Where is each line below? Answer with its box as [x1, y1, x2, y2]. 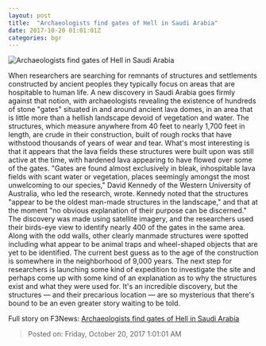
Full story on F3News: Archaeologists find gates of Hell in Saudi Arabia [8, 314, 240, 324]
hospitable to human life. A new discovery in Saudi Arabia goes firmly [8, 88, 236, 98]
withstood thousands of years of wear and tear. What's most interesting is [8, 138, 250, 148]
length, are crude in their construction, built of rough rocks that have [8, 130, 233, 140]
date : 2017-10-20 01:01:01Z [8, 26, 102, 34]
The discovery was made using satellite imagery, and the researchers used [8, 214, 254, 224]
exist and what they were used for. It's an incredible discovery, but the [8, 282, 238, 291]
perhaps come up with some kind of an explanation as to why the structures [8, 273, 257, 283]
